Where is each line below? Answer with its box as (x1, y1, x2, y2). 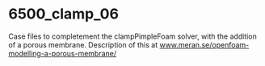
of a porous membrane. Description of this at (8, 39, 158, 49)
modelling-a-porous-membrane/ (8, 48, 117, 58)
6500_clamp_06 (8, 5, 120, 23)
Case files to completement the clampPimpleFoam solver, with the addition (8, 31, 257, 41)
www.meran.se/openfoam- (159, 39, 250, 49)
